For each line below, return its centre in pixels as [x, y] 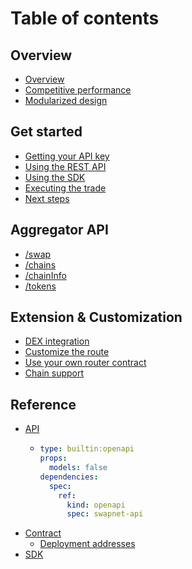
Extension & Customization [96, 317]
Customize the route [67, 352]
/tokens [40, 286]
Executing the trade [65, 188]
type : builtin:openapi [87, 449]
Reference [43, 404]
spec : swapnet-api [105, 514]
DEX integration [57, 341]
